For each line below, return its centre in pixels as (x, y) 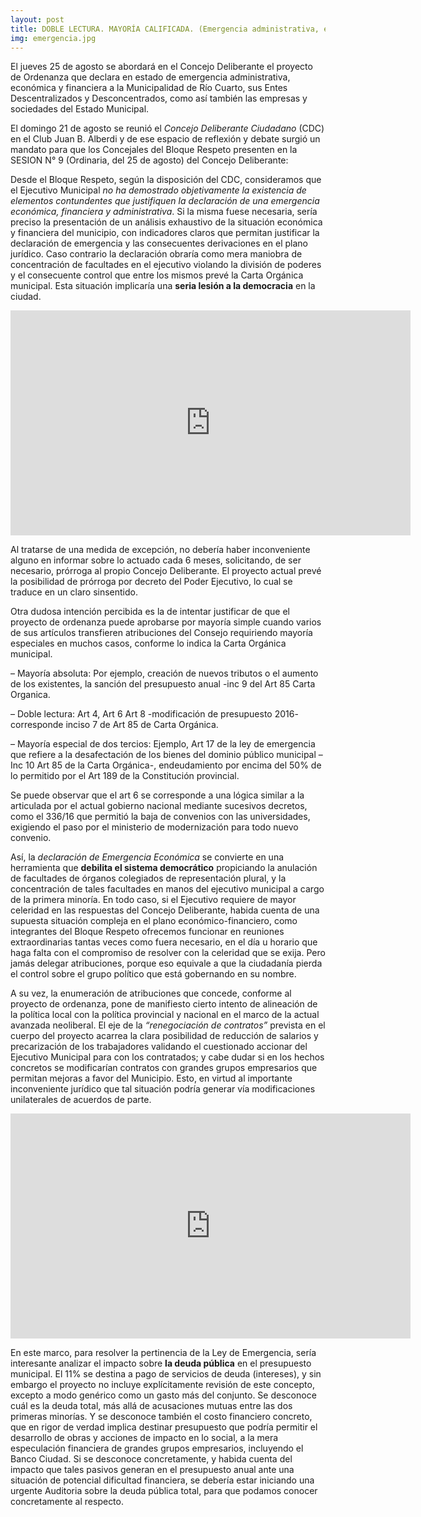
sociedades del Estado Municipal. (80, 109)
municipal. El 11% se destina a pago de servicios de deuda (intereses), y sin (166, 1374)
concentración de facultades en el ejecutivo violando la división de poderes (166, 265)
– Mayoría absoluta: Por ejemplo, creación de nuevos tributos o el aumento (164, 673)
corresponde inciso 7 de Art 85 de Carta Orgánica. (114, 725)
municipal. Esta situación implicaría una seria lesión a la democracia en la (163, 286)
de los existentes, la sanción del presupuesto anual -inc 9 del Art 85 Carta (163, 684)
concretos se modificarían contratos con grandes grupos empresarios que (164, 1068)
